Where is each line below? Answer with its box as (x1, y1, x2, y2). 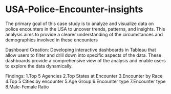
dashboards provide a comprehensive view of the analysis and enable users (5, 57, 166, 63)
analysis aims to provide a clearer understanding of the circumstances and (5, 31, 163, 37)
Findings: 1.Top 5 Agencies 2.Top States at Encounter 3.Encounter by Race (5, 73, 163, 79)
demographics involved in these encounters (5, 37, 98, 43)
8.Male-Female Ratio (5, 83, 49, 90)
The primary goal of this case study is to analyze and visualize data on (5, 20, 154, 27)
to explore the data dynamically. (5, 63, 73, 69)
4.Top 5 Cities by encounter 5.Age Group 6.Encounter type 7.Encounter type (5, 78, 166, 84)
